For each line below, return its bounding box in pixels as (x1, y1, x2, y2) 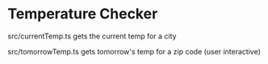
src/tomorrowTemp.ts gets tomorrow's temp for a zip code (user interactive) (7, 46, 262, 56)
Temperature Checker (7, 5, 158, 23)
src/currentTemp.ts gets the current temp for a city (7, 31, 177, 41)
